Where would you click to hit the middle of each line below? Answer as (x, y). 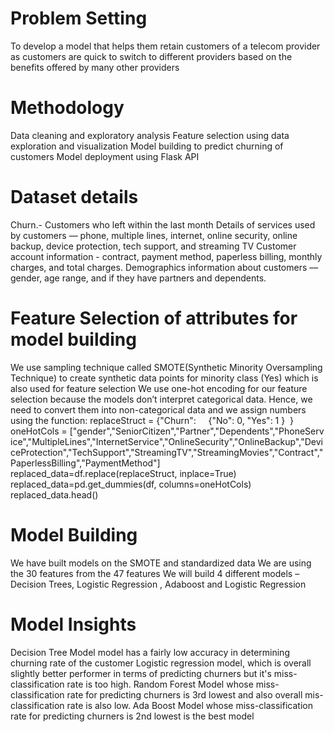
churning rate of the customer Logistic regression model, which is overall (161, 663)
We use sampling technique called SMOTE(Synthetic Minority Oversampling (166, 367)
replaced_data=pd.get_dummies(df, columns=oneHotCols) (131, 484)
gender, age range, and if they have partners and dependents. (138, 278)
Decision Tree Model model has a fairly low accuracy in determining (150, 652)
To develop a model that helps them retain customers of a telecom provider (165, 46)
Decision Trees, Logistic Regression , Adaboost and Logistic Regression (158, 584)
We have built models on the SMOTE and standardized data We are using (161, 563)
